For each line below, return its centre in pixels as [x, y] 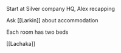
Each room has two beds [37, 32]
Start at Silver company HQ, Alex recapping [61, 9]
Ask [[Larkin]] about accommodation [52, 20]
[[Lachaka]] [21, 44]
